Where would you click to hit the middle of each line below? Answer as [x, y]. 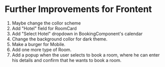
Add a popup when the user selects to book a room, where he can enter [86, 55]
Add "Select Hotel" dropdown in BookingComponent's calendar [77, 33]
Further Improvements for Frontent [79, 9]
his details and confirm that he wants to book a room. [67, 60]
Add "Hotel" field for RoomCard [44, 28]
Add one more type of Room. [42, 49]
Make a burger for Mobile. [39, 44]
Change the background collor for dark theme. [60, 39]
